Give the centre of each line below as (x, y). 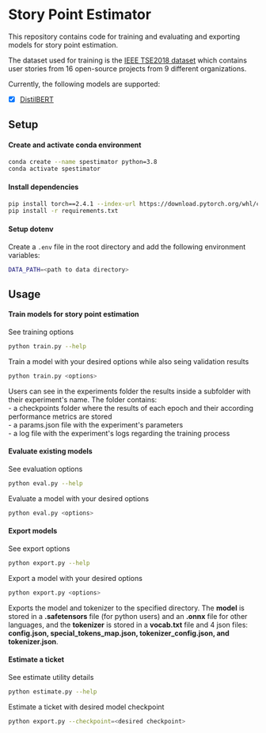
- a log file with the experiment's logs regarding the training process (119, 433)
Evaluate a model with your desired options (79, 498)
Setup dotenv (31, 229)
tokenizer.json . (33, 641)
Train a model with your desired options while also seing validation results (129, 361)
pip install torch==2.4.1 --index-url (72, 203)
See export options (39, 549)
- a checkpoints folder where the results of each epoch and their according (131, 408)
